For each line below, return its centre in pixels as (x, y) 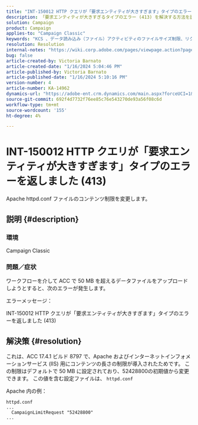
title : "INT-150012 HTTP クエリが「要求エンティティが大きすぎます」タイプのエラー (99, 11)
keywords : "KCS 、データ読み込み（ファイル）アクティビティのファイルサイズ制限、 (96, 39)
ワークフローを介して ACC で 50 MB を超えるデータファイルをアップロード (97, 281)
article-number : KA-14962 (38, 88)
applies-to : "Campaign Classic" (46, 34)
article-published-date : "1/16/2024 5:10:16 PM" (67, 77)
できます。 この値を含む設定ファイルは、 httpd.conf (70, 378)
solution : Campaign (30, 22)
